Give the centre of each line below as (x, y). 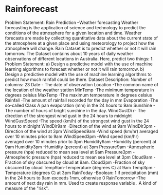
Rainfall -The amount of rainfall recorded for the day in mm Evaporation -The (82, 100)
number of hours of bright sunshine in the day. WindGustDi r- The (80, 110)
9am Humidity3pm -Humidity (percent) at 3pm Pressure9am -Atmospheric (80, 147)
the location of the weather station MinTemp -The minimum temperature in (80, 90)
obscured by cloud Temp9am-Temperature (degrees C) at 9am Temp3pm (79, 167)
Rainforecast (32, 9)
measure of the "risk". (27, 188)
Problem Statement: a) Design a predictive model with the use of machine (79, 64)
